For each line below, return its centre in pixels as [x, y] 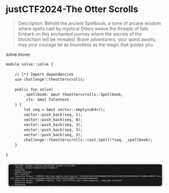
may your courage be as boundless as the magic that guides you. [86, 44]
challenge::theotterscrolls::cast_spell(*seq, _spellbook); [88, 140]
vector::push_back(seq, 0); [53, 119]
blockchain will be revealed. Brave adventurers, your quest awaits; [87, 39]
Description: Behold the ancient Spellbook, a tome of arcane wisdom [89, 23]
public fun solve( [34, 89]
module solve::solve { [30, 64]
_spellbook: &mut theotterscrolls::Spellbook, [74, 94]
